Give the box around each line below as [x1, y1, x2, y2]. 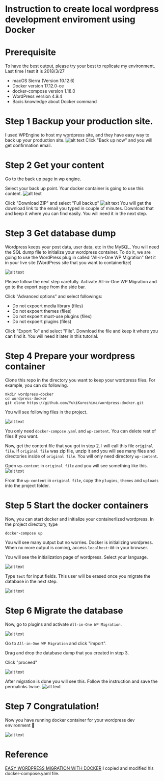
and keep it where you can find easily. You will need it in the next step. [5, 211, 147, 216]
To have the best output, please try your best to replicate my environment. [5, 63, 155, 69]
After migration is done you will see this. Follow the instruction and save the [5, 678, 158, 684]
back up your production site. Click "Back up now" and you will [5, 137, 153, 143]
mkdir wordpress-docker [5, 392, 54, 397]
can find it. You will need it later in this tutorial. [5, 333, 99, 339]
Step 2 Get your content [5, 160, 105, 171]
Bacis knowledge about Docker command [12, 99, 97, 105]
